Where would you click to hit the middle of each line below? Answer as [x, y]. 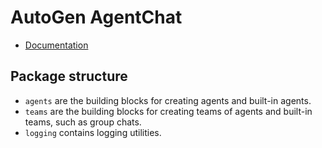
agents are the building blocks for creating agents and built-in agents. [168, 100]
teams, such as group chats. [83, 122]
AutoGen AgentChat [96, 17]
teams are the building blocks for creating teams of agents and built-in [168, 111]
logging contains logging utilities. [93, 132]
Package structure [69, 76]
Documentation [56, 45]
